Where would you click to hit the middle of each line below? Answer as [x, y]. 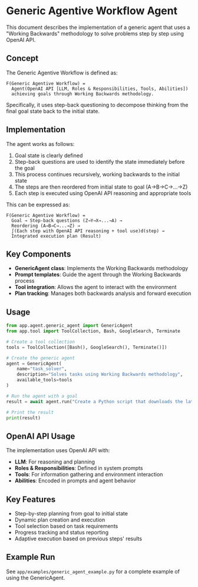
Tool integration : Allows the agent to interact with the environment [95, 287]
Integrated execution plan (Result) [56, 236]
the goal [25, 168]
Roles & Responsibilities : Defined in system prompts [79, 468]
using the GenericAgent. [36, 578]
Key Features [31, 499]
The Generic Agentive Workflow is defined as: [62, 73]
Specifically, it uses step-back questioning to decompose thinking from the [97, 105]
